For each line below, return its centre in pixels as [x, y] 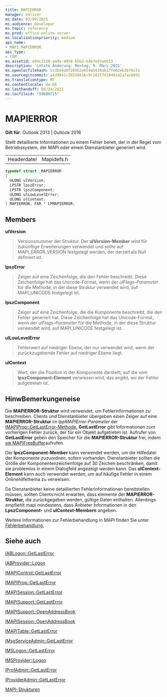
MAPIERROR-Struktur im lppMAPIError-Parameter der [62, 422]
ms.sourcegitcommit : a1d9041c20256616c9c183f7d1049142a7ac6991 [73, 75]
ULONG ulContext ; [28, 199]
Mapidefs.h [55, 160]
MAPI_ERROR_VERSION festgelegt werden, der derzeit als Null [82, 252]
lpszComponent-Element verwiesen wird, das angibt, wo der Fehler [88, 378]
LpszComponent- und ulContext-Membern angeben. [61, 510]
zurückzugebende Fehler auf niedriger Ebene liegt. [70, 353]
